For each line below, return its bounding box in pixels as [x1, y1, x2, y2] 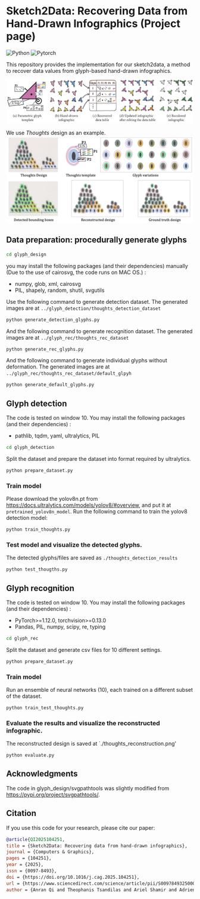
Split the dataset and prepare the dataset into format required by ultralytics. [6, 455, 192, 462]
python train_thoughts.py [6, 527, 70, 532]
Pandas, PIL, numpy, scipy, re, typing [14, 623, 106, 630]
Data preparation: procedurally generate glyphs [6, 235, 187, 245]
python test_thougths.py [6, 567, 68, 572]
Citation [6, 808, 37, 818]
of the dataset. [6, 692, 42, 700]
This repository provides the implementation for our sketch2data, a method [6, 61, 190, 68]
